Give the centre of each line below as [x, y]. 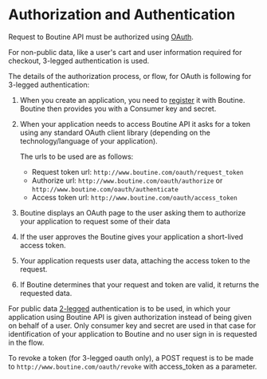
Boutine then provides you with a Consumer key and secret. [118, 109]
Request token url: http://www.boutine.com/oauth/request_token [137, 172]
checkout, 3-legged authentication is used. [79, 61]
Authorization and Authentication [122, 15]
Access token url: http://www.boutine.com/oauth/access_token [134, 197]
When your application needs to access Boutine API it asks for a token [135, 124]
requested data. [46, 293]
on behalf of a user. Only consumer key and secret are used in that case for [132, 326]
